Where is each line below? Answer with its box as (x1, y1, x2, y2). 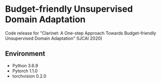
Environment (5, 50, 46, 58)
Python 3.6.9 (12, 62, 38, 68)
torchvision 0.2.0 (12, 73, 47, 79)
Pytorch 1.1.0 (12, 68, 38, 74)
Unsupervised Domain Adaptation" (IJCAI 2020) (5, 35, 103, 41)
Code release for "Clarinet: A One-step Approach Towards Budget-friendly (5, 30, 156, 36)
